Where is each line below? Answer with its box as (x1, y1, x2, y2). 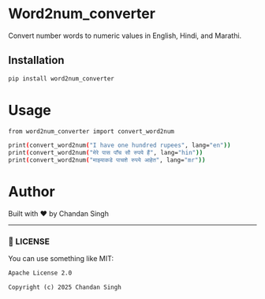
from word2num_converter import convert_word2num (8, 127, 175, 135)
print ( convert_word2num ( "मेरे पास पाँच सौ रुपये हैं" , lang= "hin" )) (8, 149, 203, 157)
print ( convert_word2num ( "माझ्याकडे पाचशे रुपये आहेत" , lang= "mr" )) (8, 156, 206, 164)
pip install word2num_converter (8, 74, 114, 83)
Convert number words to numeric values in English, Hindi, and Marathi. (8, 31, 242, 40)
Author (8, 183, 55, 201)
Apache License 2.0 (8, 269, 73, 277)
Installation (8, 54, 65, 67)
